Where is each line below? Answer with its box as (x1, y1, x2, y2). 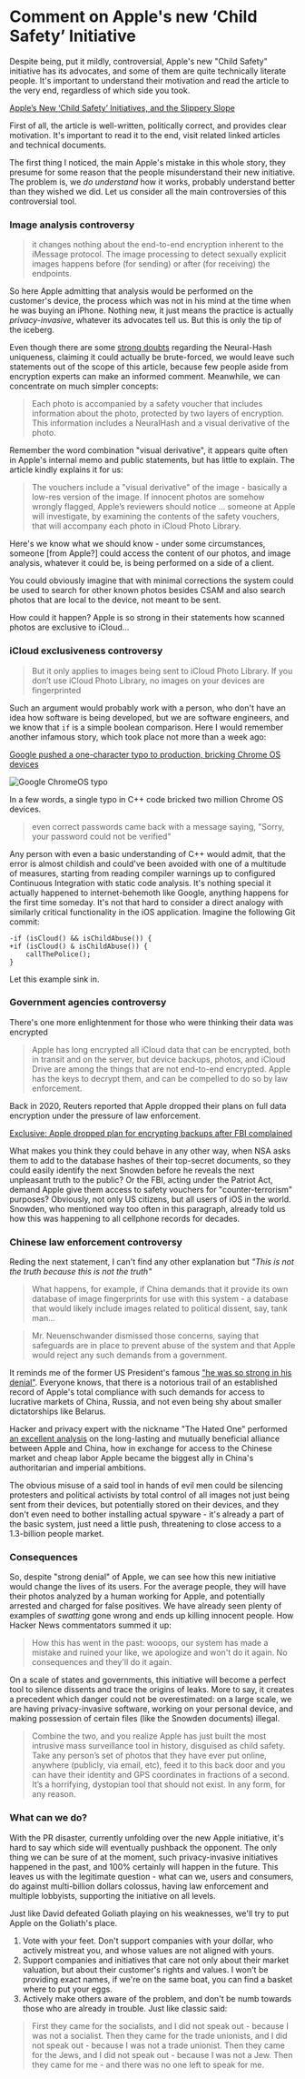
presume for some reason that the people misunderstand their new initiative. (9, 167, 296, 177)
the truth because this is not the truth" (9, 1267, 152, 1277)
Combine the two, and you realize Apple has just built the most (31, 1731, 267, 1741)
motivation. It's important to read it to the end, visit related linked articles (9, 129, 280, 140)
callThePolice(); (25, 949, 92, 959)
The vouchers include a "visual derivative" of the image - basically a (31, 482, 288, 493)
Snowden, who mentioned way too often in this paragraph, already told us (9, 1203, 286, 1214)
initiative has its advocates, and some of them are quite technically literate (9, 66, 287, 76)
